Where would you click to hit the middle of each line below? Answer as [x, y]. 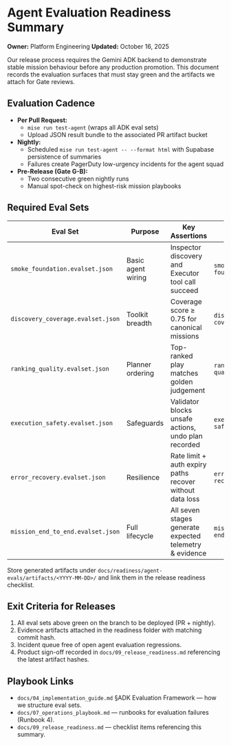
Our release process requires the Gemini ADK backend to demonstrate [107, 59]
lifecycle [140, 535]
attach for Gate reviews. [41, 81]
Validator [185, 401]
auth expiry [189, 465]
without [183, 490]
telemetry [186, 544]
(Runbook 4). [36, 720]
